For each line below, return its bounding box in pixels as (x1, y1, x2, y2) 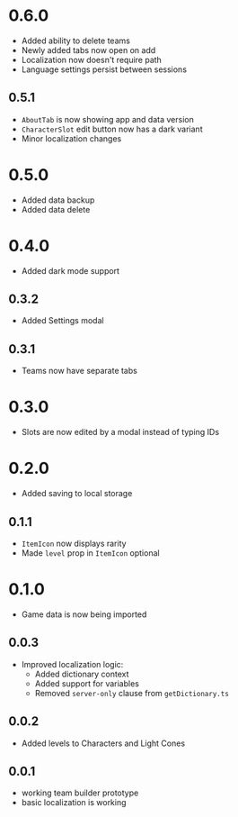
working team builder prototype (21, 787, 139, 798)
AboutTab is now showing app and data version (21, 113, 194, 124)
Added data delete (21, 204, 91, 214)
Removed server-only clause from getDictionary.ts (34, 687, 230, 698)
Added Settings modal (21, 315, 104, 326)
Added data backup (21, 195, 95, 205)
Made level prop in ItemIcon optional (21, 547, 160, 558)
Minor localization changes (21, 132, 122, 144)
